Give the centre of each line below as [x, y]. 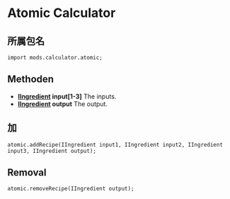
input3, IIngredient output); [52, 151]
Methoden [31, 79]
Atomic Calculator [62, 13]
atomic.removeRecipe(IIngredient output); [71, 189]
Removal [27, 172]
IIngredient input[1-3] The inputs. [67, 96]
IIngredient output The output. [63, 103]
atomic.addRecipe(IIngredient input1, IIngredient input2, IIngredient [115, 144]
